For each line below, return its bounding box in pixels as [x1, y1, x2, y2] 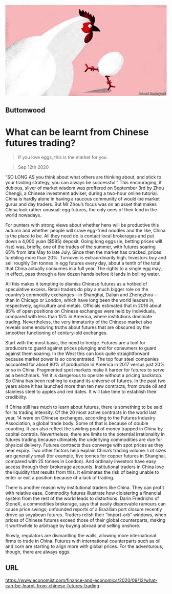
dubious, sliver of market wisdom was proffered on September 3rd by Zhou [5, 185, 164, 191]
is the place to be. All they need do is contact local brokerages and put [5, 233, 155, 239]
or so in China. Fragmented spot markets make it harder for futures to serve [5, 366, 165, 373]
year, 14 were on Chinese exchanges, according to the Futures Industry [5, 414, 156, 421]
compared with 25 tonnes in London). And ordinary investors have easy [5, 458, 157, 464]
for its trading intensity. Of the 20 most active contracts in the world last [5, 409, 157, 415]
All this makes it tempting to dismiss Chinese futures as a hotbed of [5, 280, 147, 287]
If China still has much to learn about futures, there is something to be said [5, 404, 163, 410]
